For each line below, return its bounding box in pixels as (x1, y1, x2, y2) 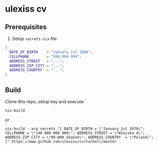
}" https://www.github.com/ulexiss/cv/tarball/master (5, 139, 117, 144)
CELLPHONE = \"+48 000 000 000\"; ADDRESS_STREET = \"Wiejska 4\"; (5, 130, 145, 135)
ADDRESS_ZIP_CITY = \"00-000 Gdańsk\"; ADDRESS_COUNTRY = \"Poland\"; (5, 135, 154, 140)
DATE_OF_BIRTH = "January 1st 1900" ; (9, 50, 93, 55)
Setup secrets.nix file (12, 36, 57, 41)
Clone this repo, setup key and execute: (5, 98, 85, 104)
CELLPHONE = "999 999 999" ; (9, 54, 82, 59)
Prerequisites (5, 23, 47, 31)
